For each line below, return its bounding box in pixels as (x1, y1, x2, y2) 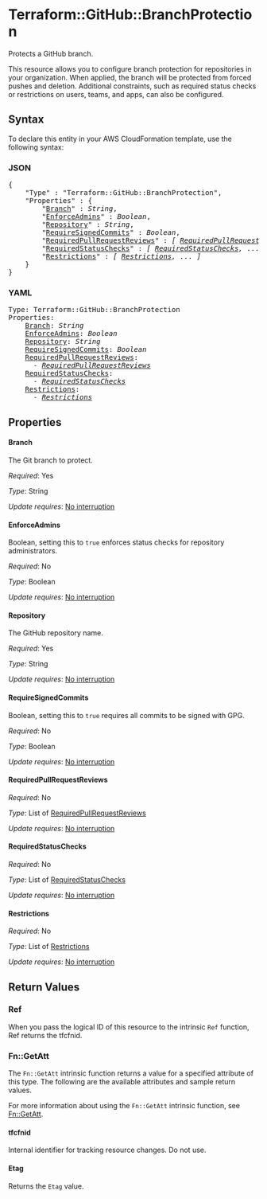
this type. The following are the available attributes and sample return (8, 1077, 236, 1087)
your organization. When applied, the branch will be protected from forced (8, 72, 252, 82)
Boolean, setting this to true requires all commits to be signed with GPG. (8, 710, 245, 720)
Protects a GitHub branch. (8, 49, 94, 58)
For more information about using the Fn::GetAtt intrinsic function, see (8, 1101, 241, 1111)
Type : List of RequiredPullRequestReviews (8, 808, 147, 818)
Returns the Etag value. (8, 1181, 84, 1191)
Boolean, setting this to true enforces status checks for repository (8, 537, 225, 547)
